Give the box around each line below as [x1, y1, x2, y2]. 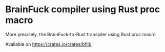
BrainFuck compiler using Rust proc [5, 4, 160, 15]
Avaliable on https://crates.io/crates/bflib [5, 41, 92, 47]
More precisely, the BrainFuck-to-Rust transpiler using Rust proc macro [5, 31, 156, 37]
